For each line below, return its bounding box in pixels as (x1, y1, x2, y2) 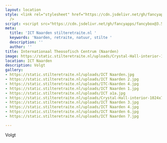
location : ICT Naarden (5, 58, 52, 63)
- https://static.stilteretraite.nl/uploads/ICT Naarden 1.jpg (5, 86, 139, 91)
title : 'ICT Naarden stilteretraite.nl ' (9, 30, 97, 35)
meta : (5, 26, 16, 31)
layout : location (5, 7, 41, 12)
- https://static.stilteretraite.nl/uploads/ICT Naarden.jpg (5, 72, 135, 77)
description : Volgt (5, 63, 46, 68)
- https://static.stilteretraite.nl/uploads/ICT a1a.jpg (5, 91, 126, 96)
